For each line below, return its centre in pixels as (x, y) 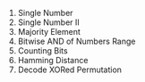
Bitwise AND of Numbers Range (77, 41)
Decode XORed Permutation (70, 70)
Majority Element (49, 32)
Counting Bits (43, 51)
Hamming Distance (53, 60)
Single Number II (49, 22)
